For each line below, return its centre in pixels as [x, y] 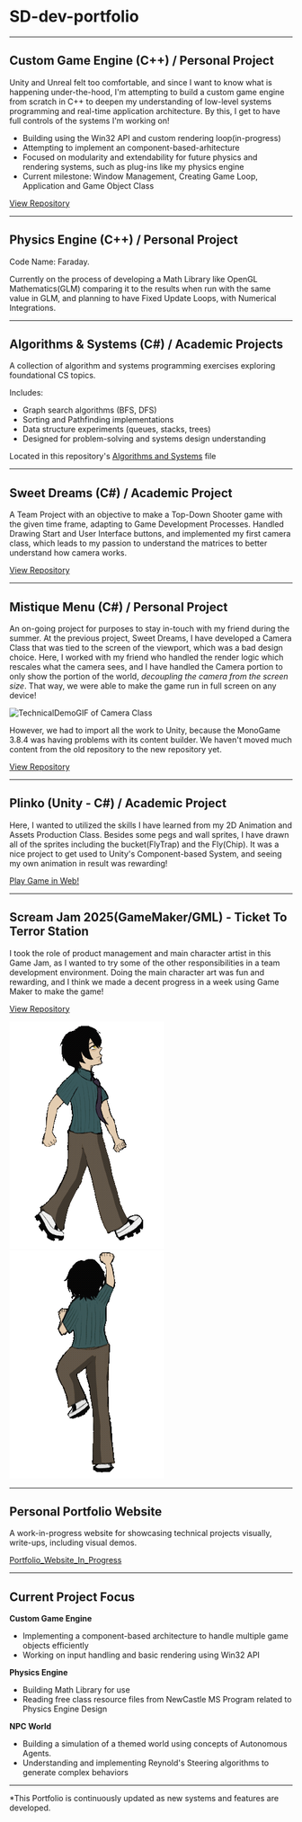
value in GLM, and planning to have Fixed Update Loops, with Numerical [143, 298]
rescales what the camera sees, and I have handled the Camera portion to [146, 667]
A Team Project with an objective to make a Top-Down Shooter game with [146, 515]
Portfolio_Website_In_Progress [66, 1560]
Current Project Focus [72, 1597]
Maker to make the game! [57, 991]
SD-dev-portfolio [74, 17]
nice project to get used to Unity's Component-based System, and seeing [146, 853]
